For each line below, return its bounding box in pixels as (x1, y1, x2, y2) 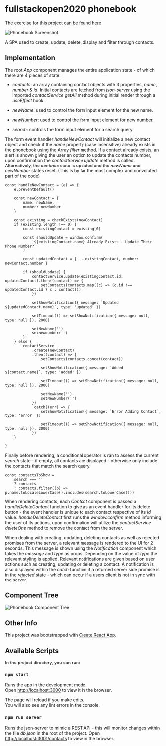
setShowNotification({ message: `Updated (31, 300, 119, 305)
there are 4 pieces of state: (5, 72, 61, 78)
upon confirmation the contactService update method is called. (5, 157, 135, 163)
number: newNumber (23, 204, 61, 209)
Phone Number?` (5, 244, 37, 249)
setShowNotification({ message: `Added (40, 365, 123, 370)
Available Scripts (5, 646, 59, 655)
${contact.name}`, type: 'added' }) (5, 369, 81, 375)
